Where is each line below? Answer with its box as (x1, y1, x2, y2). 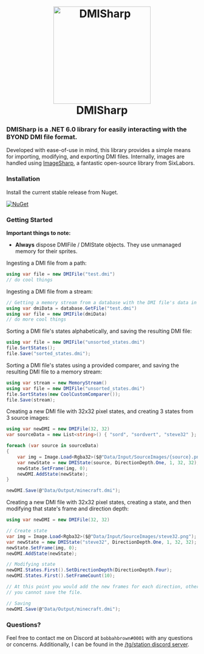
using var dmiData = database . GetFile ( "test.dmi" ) (6, 305, 137, 311)
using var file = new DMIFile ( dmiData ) (6, 311, 107, 317)
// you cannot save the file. (6, 589, 83, 596)
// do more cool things (6, 316, 67, 322)
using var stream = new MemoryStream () (6, 380, 107, 386)
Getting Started (6, 215, 53, 224)
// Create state (6, 528, 47, 534)
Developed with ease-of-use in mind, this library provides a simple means (6, 147, 191, 154)
